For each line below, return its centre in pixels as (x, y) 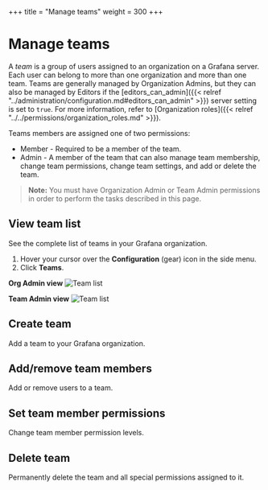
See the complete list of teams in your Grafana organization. (108, 243)
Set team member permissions (87, 413)
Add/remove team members (80, 368)
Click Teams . (42, 267)
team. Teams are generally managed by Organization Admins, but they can (132, 83)
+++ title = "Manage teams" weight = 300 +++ (86, 12)
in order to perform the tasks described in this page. (115, 198)
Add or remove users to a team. (61, 388)
